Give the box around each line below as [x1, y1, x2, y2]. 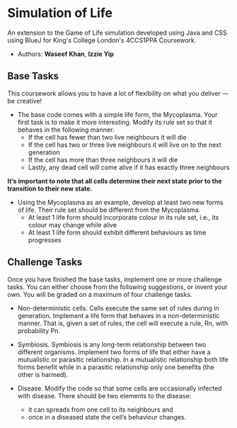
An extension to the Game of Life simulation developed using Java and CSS [7, 28, 228, 37]
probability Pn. [17, 326, 61, 334]
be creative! [7, 96, 42, 105]
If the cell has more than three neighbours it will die [28, 155, 178, 164]
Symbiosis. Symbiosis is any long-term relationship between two [17, 340, 207, 349]
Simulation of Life [7, 5, 113, 21]
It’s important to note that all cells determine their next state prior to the [7, 176, 222, 185]
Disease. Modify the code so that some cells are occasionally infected [17, 384, 222, 393]
